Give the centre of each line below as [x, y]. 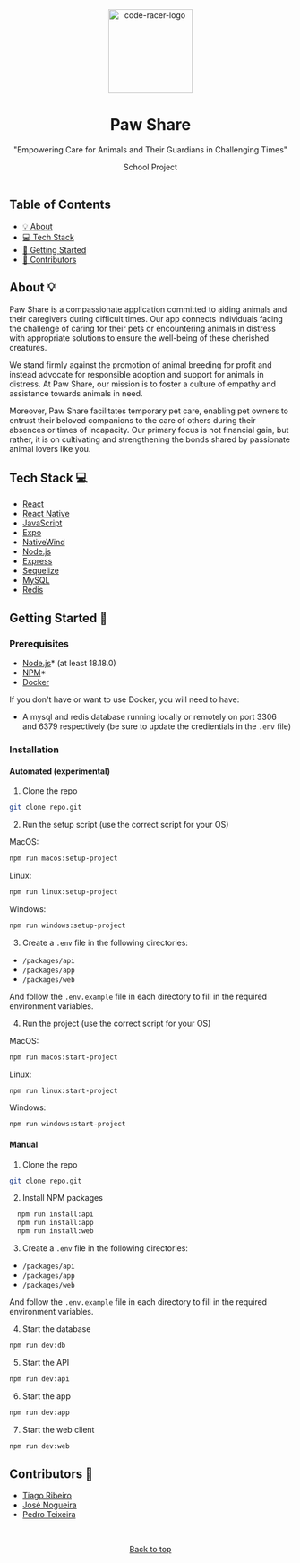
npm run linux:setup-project [64, 891]
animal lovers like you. [50, 448]
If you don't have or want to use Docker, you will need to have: [124, 699]
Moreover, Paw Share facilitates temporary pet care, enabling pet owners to [149, 411]
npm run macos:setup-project [64, 859]
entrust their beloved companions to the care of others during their [133, 420]
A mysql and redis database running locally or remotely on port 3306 [150, 717]
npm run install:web [56, 1231]
